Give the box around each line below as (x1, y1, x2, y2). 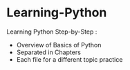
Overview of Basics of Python (16, 40, 102, 49)
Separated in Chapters (16, 48, 81, 56)
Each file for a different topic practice (16, 55, 123, 63)
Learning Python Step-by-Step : (6, 27, 98, 36)
